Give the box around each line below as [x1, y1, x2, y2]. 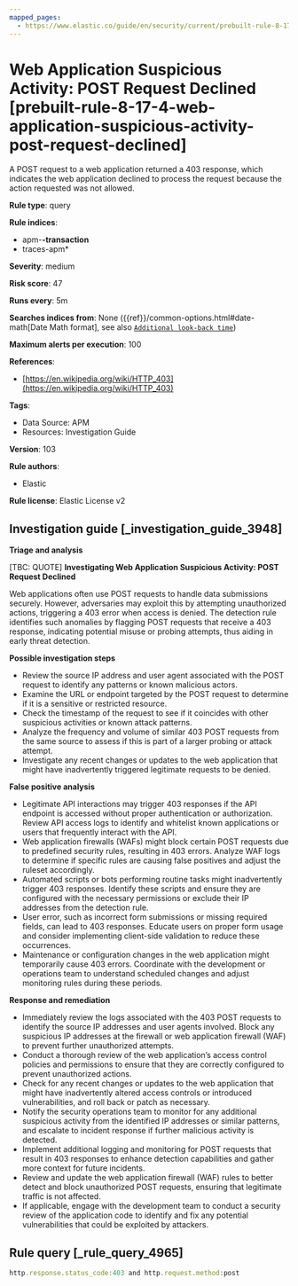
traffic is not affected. [21, 1191, 102, 1202]
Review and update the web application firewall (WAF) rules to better [21, 1172, 273, 1183]
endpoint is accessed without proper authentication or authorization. [21, 808, 273, 819]
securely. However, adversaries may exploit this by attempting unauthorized [9, 598, 286, 608]
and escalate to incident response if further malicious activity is [21, 1125, 255, 1136]
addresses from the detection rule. [21, 902, 149, 914]
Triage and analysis [9, 545, 83, 555]
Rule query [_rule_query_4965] [9, 1245, 184, 1260]
